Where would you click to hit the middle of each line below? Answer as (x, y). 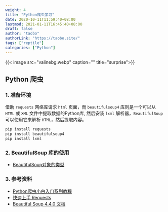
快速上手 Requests (32, 197)
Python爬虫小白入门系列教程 (42, 191)
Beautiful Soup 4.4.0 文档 (39, 204)
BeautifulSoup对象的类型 (38, 165)
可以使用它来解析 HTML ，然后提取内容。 (46, 120)
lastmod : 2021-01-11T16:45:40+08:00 (44, 24)
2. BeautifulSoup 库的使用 (37, 153)
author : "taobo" (22, 33)
